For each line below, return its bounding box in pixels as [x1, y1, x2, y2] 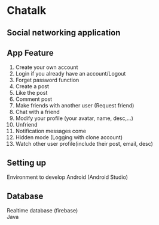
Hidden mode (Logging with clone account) [15, 134, 123, 141]
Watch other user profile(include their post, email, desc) [15, 140, 153, 148]
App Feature [7, 47, 54, 58]
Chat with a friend [15, 109, 60, 116]
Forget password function [15, 76, 79, 84]
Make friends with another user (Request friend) [15, 102, 134, 109]
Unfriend [15, 121, 38, 128]
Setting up [7, 157, 47, 168]
